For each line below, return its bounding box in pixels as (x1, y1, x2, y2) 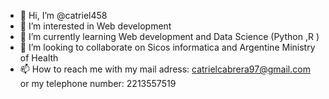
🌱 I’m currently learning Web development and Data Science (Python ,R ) (19, 31, 320, 42)
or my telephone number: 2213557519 (19, 78, 177, 89)
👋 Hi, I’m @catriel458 (19, 10, 108, 21)
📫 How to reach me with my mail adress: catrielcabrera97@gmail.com (19, 63, 311, 75)
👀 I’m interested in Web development (19, 20, 172, 32)
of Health (19, 52, 59, 64)
